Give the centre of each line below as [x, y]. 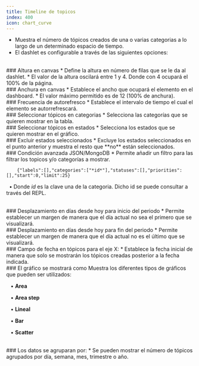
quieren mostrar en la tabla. [40, 121]
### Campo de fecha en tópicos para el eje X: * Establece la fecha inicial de [99, 249]
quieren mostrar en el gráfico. [43, 134]
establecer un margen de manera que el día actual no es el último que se [96, 236]
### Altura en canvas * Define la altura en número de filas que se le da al [96, 71]
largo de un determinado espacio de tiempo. [69, 46]
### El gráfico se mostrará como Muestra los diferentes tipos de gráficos [96, 268]
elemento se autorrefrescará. [42, 109]
